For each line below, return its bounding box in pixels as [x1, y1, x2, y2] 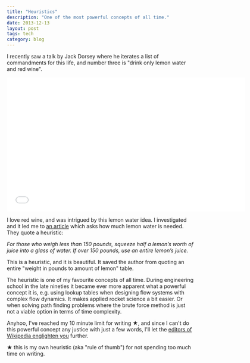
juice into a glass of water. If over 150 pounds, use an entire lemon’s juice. [7, 247, 189, 254]
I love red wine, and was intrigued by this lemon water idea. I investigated [7, 216, 187, 224]
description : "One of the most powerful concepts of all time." [7, 14, 170, 20]
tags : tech [7, 31, 34, 37]
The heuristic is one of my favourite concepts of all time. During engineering [7, 277, 194, 283]
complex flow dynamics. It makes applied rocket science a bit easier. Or [7, 296, 183, 302]
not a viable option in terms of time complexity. [7, 308, 122, 315]
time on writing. [7, 350, 45, 357]
